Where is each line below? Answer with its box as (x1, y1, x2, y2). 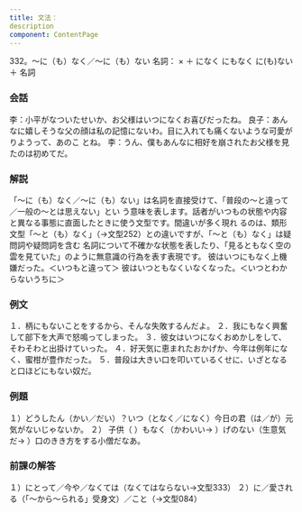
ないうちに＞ (16, 273, 65, 284)
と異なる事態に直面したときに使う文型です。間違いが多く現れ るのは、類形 (9, 217, 288, 228)
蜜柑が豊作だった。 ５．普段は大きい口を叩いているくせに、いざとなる (24, 354, 288, 365)
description (9, 22, 54, 31)
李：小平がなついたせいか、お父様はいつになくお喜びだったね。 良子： (9, 114, 272, 124)
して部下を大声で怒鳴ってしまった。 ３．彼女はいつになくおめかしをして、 (9, 332, 287, 343)
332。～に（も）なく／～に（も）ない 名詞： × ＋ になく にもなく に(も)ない (9, 56, 293, 67)
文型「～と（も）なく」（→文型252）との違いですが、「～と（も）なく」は (9, 228, 284, 239)
